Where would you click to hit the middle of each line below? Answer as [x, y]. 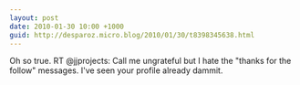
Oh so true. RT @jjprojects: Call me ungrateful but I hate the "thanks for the [150, 61]
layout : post [34, 18]
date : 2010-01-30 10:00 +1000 [67, 27]
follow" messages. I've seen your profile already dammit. [116, 70]
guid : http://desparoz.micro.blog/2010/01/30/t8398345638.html [132, 35]
